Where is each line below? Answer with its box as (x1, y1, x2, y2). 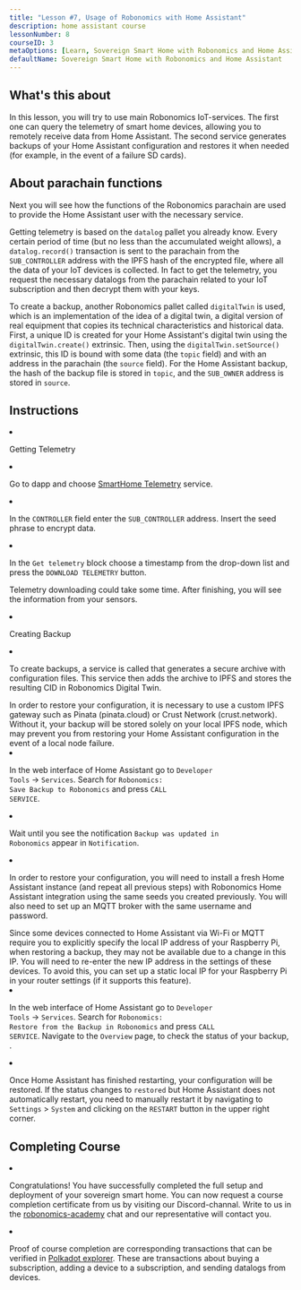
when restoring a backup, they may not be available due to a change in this (9, 947, 287, 958)
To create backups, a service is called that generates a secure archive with (9, 664, 287, 675)
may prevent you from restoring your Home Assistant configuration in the (9, 728, 279, 739)
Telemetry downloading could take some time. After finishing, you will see (9, 584, 282, 596)
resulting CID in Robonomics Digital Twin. (9, 683, 162, 693)
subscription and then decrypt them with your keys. (9, 283, 200, 294)
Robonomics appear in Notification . (9, 838, 140, 848)
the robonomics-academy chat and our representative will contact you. (9, 1208, 271, 1219)
